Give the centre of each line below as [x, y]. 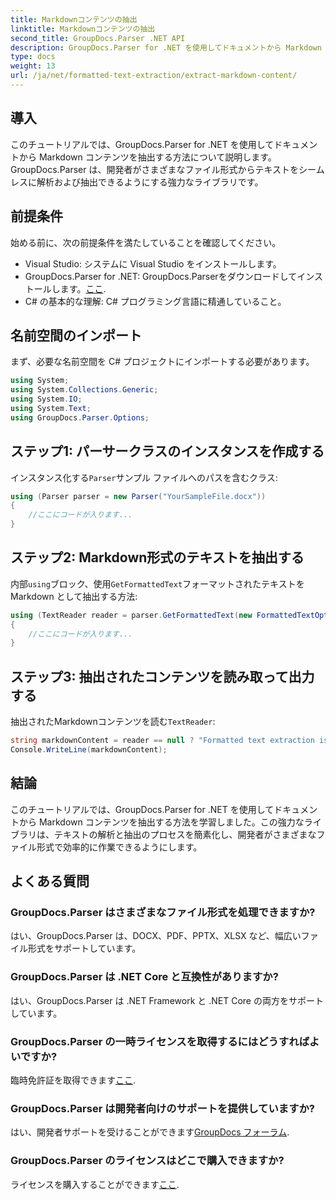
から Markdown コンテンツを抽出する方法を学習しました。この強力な [161, 822]
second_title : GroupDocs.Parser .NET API [98, 38]
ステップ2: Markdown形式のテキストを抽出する [157, 557]
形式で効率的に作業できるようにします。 [119, 847]
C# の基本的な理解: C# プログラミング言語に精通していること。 [155, 301]
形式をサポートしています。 [84, 948]
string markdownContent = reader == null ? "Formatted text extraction [162, 741]
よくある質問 [50, 881]
